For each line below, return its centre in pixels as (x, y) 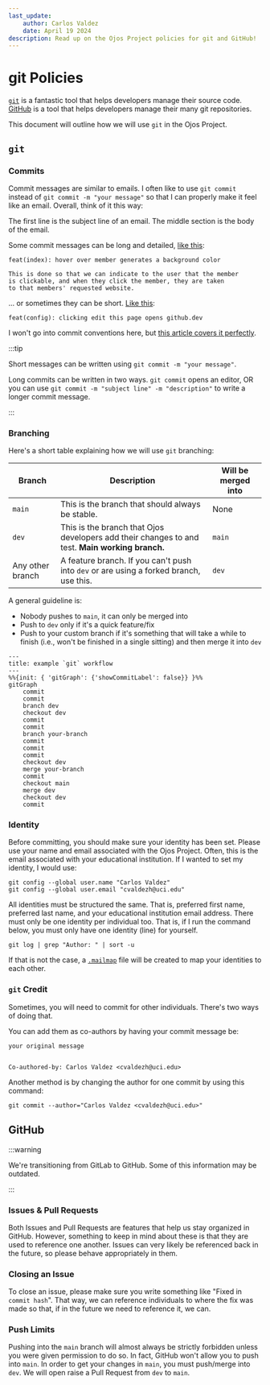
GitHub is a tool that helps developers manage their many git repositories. (130, 109)
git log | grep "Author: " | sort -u (72, 945)
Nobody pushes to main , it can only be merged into (104, 616)
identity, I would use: (43, 868)
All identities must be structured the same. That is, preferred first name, (127, 905)
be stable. (79, 515)
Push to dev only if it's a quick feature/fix (87, 625)
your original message (46, 1046)
